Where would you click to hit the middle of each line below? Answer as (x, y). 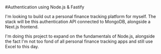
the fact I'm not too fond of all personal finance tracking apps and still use (79, 41)
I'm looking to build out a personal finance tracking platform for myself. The (81, 16)
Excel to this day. (22, 46)
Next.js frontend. (22, 27)
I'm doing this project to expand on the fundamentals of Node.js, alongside (80, 36)
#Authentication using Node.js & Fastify (45, 7)
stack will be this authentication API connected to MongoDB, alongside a (78, 22)
